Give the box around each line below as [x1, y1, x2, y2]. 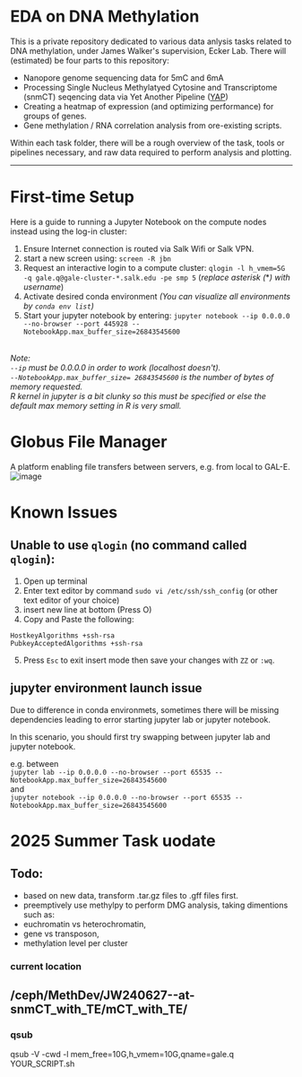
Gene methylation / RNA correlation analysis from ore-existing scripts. [22, 119, 282, 131]
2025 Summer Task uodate [10, 830, 216, 851]
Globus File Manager [10, 432, 168, 452]
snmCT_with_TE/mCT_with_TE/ [10, 1002, 188, 1017]
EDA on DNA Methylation [10, 6, 200, 27]
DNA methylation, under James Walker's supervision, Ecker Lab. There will [10, 45, 287, 56]
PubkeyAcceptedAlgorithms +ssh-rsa [10, 638, 143, 647]
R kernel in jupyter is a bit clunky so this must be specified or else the [10, 390, 267, 401]
